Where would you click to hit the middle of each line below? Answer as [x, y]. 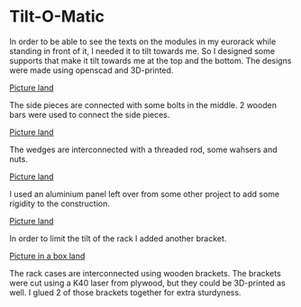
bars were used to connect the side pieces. [90, 114]
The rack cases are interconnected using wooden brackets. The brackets [145, 273]
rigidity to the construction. [59, 203]
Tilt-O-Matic [57, 17]
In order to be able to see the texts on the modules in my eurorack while [143, 41]
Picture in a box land [47, 256]
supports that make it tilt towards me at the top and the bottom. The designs [150, 60]
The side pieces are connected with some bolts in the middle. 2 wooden [143, 104]
